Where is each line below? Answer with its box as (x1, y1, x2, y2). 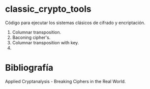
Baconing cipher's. (12, 34, 51, 40)
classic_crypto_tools (5, 3, 91, 15)
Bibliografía (5, 62, 54, 73)
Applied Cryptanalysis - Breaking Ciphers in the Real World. (5, 78, 126, 84)
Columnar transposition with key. (12, 39, 79, 45)
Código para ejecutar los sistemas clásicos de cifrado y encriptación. (5, 20, 146, 26)
